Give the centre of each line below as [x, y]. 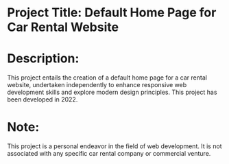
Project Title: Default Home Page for [112, 13]
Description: [43, 59]
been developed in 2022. [43, 99]
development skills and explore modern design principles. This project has [112, 92]
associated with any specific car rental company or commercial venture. [109, 154]
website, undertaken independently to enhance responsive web [97, 85]
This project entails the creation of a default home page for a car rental [107, 78]
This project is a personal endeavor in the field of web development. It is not [114, 146]
